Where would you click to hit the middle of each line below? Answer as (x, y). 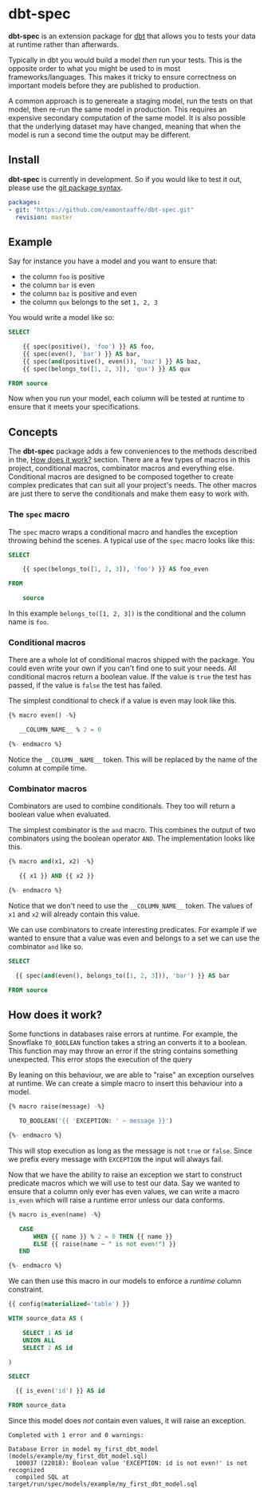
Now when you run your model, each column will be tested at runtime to (127, 398)
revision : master (44, 217)
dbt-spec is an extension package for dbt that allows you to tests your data (132, 36)
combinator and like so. (46, 946)
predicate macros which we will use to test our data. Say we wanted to (124, 1183)
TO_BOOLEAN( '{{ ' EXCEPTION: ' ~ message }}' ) (96, 1121)
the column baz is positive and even (78, 294)
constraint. (26, 1289)
